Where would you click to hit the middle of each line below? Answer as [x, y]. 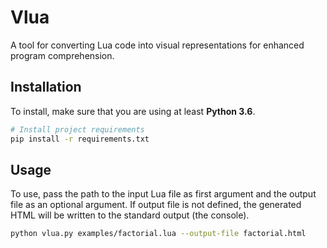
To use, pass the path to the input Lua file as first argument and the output [163, 194]
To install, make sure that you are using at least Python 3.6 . [133, 111]
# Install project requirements [77, 129]
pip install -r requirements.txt [80, 139]
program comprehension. [62, 55]
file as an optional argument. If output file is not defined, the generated [156, 205]
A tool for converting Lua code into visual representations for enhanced [157, 45]
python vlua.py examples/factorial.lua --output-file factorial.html [158, 234]
